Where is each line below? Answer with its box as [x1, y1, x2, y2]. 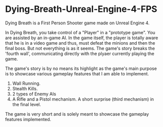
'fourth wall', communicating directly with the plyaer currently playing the [5, 51, 155, 57]
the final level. [12, 101, 41, 107]
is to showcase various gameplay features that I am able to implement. [5, 70, 149, 76]
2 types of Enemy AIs [12, 91, 56, 97]
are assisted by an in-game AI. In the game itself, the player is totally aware [5, 35, 159, 41]
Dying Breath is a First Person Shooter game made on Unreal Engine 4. [5, 20, 150, 26]
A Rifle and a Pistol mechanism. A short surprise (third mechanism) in [12, 96, 154, 102]
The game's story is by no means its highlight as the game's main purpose [5, 65, 157, 71]
